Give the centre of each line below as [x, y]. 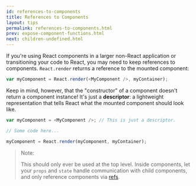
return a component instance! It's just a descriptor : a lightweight [85, 97]
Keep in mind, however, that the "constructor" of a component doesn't [92, 90]
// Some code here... [33, 130]
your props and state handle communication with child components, [104, 170]
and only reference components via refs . [70, 177]
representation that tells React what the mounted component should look [95, 103]
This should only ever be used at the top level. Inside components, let [105, 164]
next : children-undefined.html [45, 39]
